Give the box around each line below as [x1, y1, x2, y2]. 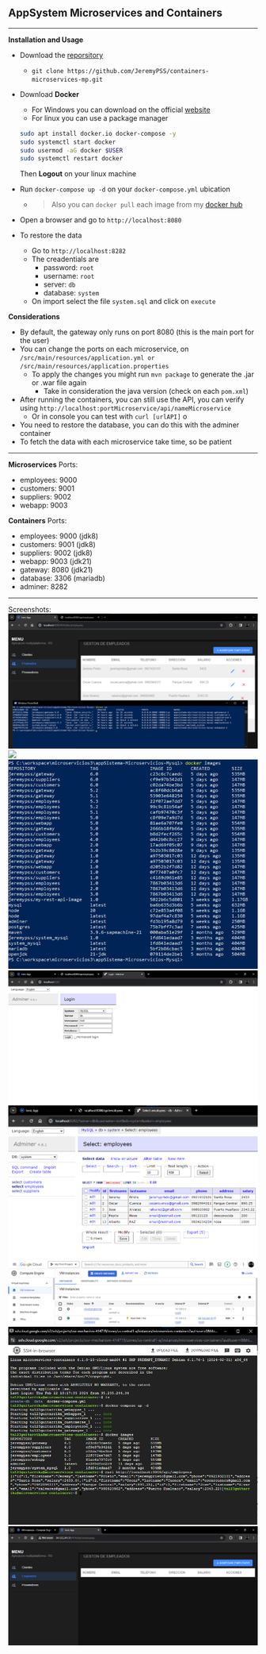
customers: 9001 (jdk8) [19, 540, 97, 549]
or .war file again [31, 378, 87, 387]
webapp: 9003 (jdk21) [19, 557, 93, 566]
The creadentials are [31, 254, 99, 264]
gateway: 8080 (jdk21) [19, 565, 93, 575]
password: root [43, 263, 94, 272]
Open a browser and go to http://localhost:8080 [19, 215, 182, 225]
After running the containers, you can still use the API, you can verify [19, 395, 245, 404]
